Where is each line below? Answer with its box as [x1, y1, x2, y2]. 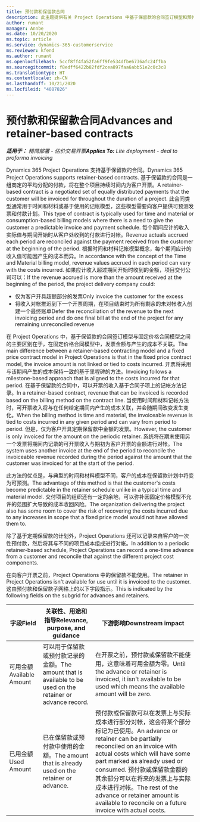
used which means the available [95, 682, 185, 690]
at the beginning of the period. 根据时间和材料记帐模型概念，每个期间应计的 [6, 245, 192, 252]
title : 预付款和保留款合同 [6, 8, 65, 15]
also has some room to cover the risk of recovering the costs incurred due [6, 507, 189, 514]
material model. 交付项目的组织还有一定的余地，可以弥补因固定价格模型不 [6, 493, 186, 500]
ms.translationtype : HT [6, 70, 65, 76]
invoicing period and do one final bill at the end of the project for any [14, 314, 183, 321]
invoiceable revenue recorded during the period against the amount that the [6, 453, 192, 460]
